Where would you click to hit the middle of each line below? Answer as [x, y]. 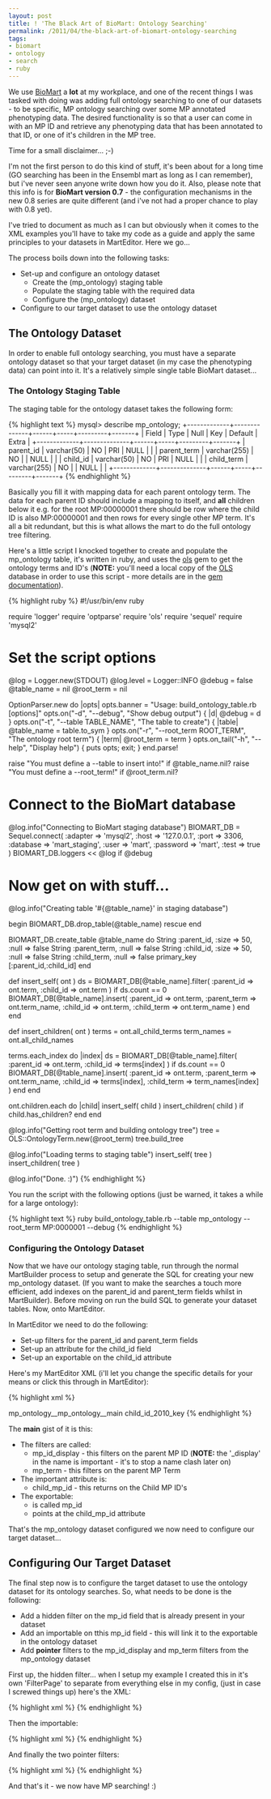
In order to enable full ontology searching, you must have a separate [122, 353]
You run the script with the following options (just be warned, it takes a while [136, 1194]
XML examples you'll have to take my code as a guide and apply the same [132, 233]
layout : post [30, 16]
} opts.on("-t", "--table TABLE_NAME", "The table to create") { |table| [123, 721]
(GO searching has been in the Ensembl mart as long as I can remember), [131, 174]
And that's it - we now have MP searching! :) [83, 1786]
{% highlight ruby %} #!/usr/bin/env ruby [76, 600]
